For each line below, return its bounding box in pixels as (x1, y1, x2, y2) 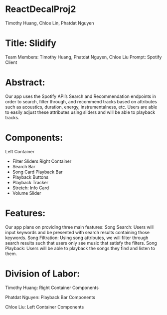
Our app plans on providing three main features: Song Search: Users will (5, 224, 154, 230)
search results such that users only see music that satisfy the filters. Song (5, 240, 157, 246)
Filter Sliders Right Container (12, 158, 72, 164)
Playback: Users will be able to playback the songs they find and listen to (5, 245, 156, 251)
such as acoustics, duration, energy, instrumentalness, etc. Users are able (5, 104, 158, 110)
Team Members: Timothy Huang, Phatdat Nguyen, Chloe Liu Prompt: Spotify (5, 54, 162, 60)
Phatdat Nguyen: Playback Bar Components (5, 294, 96, 300)
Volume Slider (12, 190, 41, 196)
